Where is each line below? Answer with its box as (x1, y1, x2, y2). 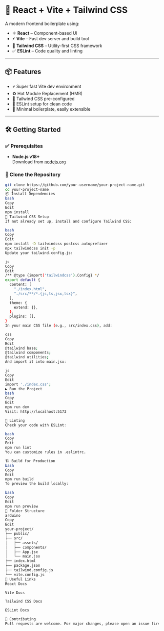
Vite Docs (5, 590, 25, 595)
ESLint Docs (5, 608, 29, 613)
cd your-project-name (5, 187, 49, 192)
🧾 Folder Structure (5, 508, 45, 513)
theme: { (9, 300, 27, 305)
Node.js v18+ (12, 154, 40, 160)
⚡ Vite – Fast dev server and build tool (12, 35, 89, 41)
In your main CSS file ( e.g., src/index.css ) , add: (5, 323, 112, 328)
